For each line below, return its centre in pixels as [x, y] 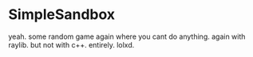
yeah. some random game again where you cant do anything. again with [127, 36]
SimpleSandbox [62, 15]
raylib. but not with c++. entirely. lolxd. [71, 44]
